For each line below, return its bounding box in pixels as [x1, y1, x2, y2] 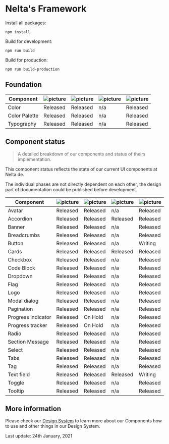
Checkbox [8, 256, 32, 263]
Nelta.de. [5, 171, 24, 177]
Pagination [8, 305, 33, 312]
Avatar [8, 207, 24, 214]
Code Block [8, 264, 35, 271]
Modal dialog [8, 297, 39, 304]
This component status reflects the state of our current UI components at [5, 166, 157, 172]
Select [8, 346, 23, 353]
